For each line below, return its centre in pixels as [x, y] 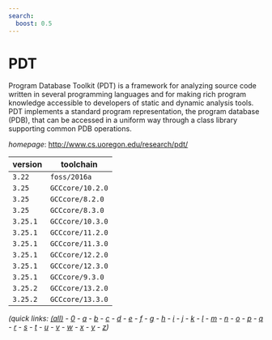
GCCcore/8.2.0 [77, 200]
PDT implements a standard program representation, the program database [134, 112]
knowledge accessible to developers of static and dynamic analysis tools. [131, 103]
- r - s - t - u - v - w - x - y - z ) [59, 327]
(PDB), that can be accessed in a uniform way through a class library [123, 120]
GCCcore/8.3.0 [77, 210]
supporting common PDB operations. [70, 129]
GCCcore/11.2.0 [79, 233]
